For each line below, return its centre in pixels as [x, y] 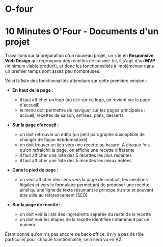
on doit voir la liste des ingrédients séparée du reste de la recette [85, 214]
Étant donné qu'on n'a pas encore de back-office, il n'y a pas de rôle [74, 234]
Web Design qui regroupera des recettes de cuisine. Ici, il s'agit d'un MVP [80, 61]
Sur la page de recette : [36, 205]
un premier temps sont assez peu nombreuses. [53, 71]
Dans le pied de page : [35, 170]
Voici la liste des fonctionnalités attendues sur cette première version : [76, 81]
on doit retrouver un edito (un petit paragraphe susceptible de [82, 135]
